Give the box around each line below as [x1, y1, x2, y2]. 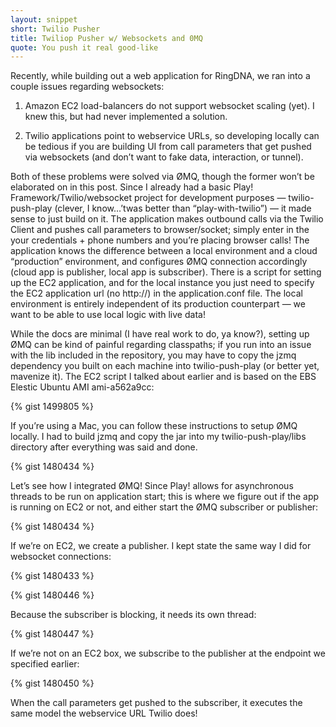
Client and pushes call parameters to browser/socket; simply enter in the [10, 224, 310, 236]
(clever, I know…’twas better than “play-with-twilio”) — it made [54, 202, 312, 215]
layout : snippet [10, 14, 78, 25]
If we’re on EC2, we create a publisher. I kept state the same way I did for [10, 540, 312, 552]
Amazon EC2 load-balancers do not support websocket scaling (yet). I [24, 100, 315, 112]
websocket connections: [10, 551, 112, 563]
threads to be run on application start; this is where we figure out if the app [10, 491, 320, 503]
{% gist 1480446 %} [10, 589, 95, 601]
